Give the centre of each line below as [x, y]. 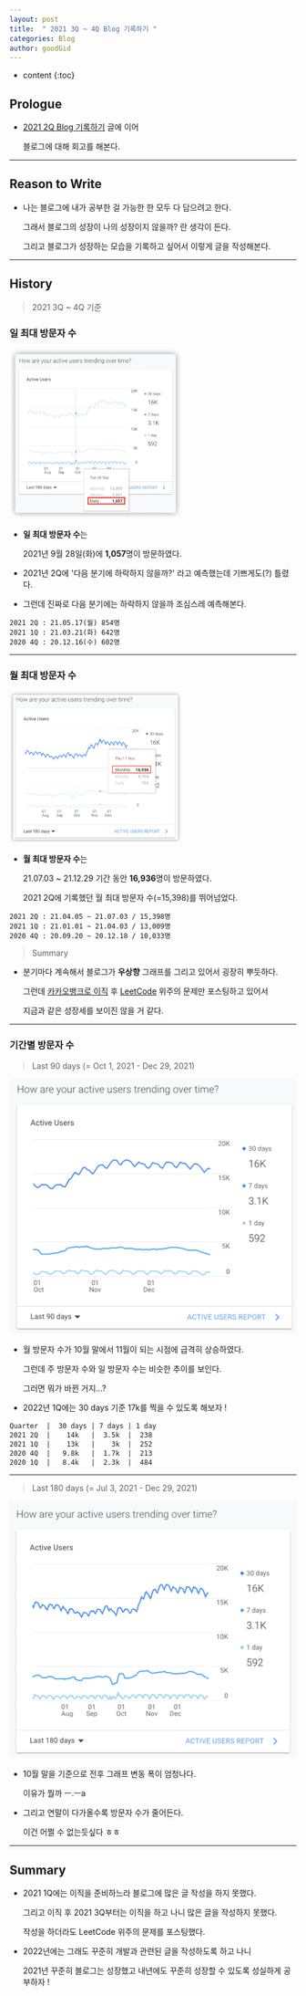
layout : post [34, 19]
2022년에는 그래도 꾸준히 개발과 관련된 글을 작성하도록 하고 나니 [137, 1951]
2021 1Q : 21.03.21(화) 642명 [65, 633]
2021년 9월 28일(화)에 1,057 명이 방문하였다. [102, 554]
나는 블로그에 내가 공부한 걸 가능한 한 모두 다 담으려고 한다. [127, 207]
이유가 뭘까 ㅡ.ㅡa [54, 1793]
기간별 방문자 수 [42, 1045]
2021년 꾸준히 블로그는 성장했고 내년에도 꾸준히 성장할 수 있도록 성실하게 [152, 1970]
